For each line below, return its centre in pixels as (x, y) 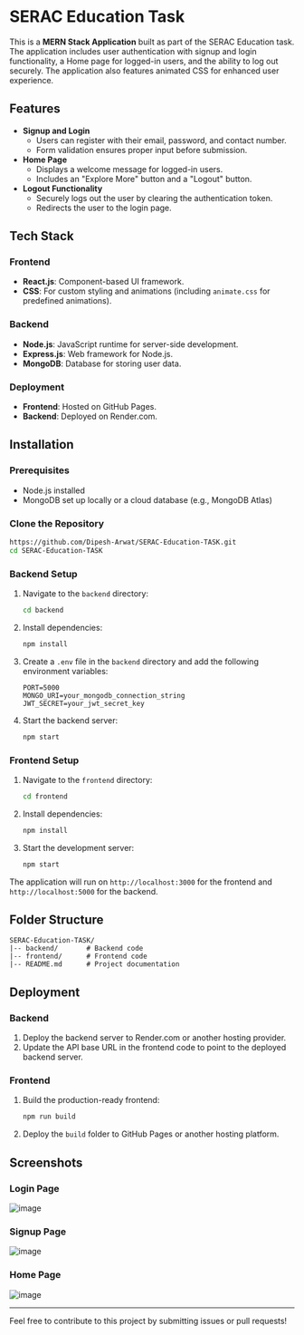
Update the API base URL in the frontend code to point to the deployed (154, 1048)
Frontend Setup (44, 760)
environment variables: (65, 671)
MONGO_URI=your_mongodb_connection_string (104, 695)
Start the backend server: (70, 720)
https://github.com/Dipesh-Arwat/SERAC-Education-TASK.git (123, 542)
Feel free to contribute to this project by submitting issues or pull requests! (148, 1320)
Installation (42, 445)
